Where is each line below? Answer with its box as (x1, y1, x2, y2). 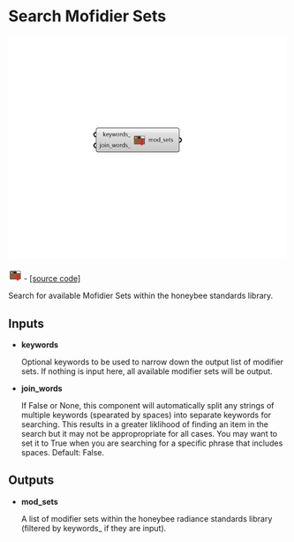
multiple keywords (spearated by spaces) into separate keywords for (20, 409, 272, 420)
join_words (20, 383, 63, 393)
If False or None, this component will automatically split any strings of (20, 400, 275, 410)
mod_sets (20, 496, 58, 507)
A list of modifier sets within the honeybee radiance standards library (20, 513, 273, 523)
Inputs (8, 316, 45, 331)
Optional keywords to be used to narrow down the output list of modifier (20, 356, 284, 367)
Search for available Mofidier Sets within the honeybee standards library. (8, 290, 274, 302)
